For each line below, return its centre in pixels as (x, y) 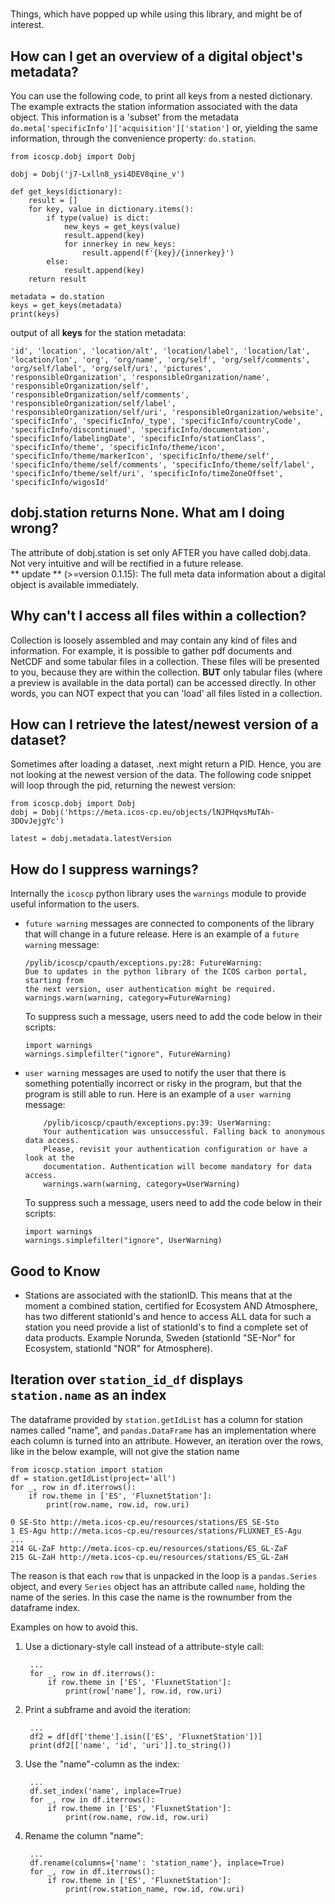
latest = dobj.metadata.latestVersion (91, 839)
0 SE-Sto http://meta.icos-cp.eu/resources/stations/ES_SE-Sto (145, 1522)
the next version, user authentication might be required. (150, 989)
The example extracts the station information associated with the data (154, 106)
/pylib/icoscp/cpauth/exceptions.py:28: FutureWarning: (143, 963)
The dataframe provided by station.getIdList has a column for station (156, 1419)
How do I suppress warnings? (104, 869)
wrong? (34, 528)
